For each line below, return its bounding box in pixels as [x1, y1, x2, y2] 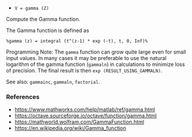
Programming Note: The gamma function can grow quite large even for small [6, 48, 186, 55]
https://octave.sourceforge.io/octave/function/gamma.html [14, 113, 157, 120]
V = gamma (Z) [14, 5, 49, 11]
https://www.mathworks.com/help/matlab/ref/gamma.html [14, 106, 156, 113]
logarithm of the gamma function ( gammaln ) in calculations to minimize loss [6, 61, 186, 68]
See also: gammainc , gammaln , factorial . [6, 78, 101, 85]
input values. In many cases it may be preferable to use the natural [6, 55, 167, 61]
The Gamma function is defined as [6, 27, 90, 34]
